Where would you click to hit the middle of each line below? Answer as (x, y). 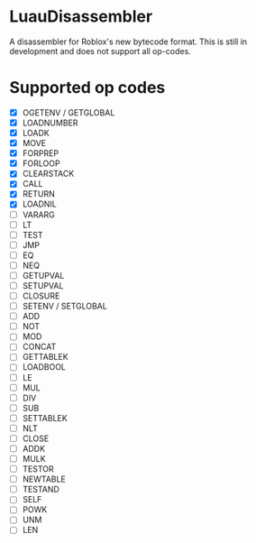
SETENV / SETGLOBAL (65, 306)
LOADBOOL (44, 367)
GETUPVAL (43, 275)
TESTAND (41, 490)
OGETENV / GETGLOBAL (69, 112)
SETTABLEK (45, 418)
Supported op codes (87, 88)
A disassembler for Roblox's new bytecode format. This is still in (128, 41)
